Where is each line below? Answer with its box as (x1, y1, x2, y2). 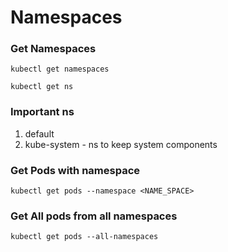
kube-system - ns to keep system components (24, 138, 218, 150)
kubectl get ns (10, 82, 74, 92)
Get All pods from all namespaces (10, 209, 178, 223)
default (24, 127, 55, 140)
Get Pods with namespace (10, 163, 141, 177)
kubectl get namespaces (10, 64, 110, 75)
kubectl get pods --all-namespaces (10, 232, 159, 242)
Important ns (10, 105, 75, 119)
